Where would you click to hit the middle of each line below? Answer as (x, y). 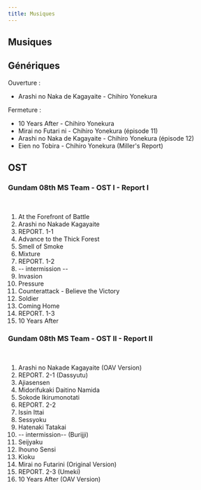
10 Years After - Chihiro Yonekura (66, 123)
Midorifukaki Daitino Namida (59, 390)
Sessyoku (32, 419)
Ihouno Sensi (37, 449)
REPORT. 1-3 (36, 313)
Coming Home (39, 306)
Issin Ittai (31, 412)
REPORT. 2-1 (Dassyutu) (53, 374)
